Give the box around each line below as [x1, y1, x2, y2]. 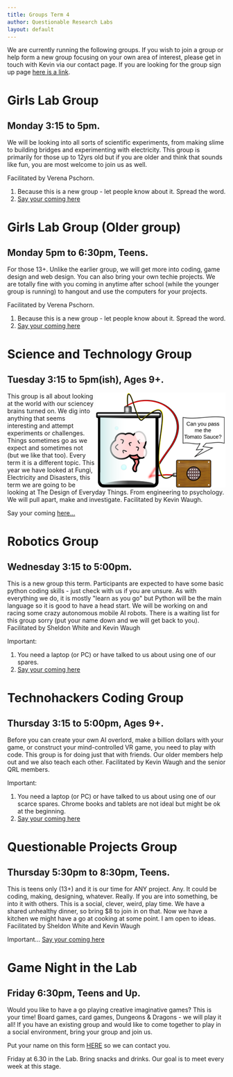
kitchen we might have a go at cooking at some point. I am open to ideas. [7, 914, 216, 923]
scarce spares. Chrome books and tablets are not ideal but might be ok [17, 800, 221, 808]
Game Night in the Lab [7, 959, 137, 975]
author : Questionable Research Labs [7, 18, 113, 26]
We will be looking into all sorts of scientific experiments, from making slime [7, 138, 224, 147]
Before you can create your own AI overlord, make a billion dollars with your [7, 736, 224, 744]
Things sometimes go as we [7, 437, 88, 445]
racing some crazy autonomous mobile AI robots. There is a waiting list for [7, 609, 220, 617]
